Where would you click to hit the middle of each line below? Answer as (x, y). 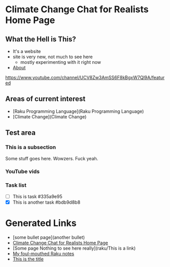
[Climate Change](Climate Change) (50, 116)
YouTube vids (22, 172)
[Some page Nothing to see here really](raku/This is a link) (74, 248)
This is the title (28, 259)
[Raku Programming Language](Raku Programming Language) (78, 111)
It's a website (27, 51)
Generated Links (41, 223)
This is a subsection (31, 148)
